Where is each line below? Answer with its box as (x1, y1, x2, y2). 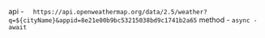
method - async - (199, 15, 258, 25)
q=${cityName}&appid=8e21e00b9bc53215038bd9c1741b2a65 (8, 17, 198, 25)
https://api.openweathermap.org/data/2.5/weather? (32, 8, 208, 16)
